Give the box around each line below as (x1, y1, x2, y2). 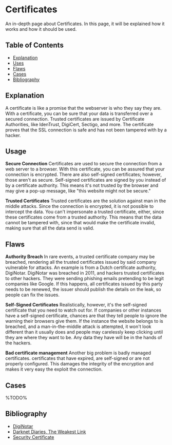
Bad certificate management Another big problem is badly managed (5, 350, 151, 356)
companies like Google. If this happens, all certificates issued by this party (5, 281, 163, 287)
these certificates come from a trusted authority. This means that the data (5, 214, 162, 220)
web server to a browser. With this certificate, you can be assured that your (5, 166, 165, 172)
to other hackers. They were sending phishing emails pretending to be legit (5, 276, 164, 282)
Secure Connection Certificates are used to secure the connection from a (5, 161, 162, 167)
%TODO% (5, 395, 27, 401)
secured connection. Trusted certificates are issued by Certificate (5, 115, 145, 122)
